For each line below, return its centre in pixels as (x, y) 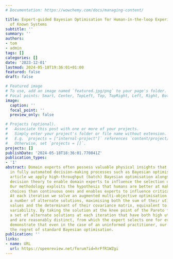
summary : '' (18, 34)
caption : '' (23, 105)
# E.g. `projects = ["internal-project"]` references (66, 139)
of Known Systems (29, 24)
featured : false (23, 72)
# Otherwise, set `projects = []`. (46, 143)
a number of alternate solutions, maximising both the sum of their (85, 201)
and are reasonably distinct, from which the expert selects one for (86, 220)
